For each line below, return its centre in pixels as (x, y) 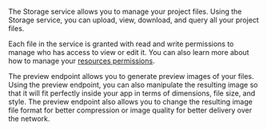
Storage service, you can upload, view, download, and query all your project (134, 20)
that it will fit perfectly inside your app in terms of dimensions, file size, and (132, 93)
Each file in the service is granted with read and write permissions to (121, 44)
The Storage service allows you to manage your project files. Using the (125, 12)
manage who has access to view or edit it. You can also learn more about (129, 52)
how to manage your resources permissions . (82, 61)
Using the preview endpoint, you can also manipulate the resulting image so (133, 85)
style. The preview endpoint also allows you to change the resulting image (131, 102)
